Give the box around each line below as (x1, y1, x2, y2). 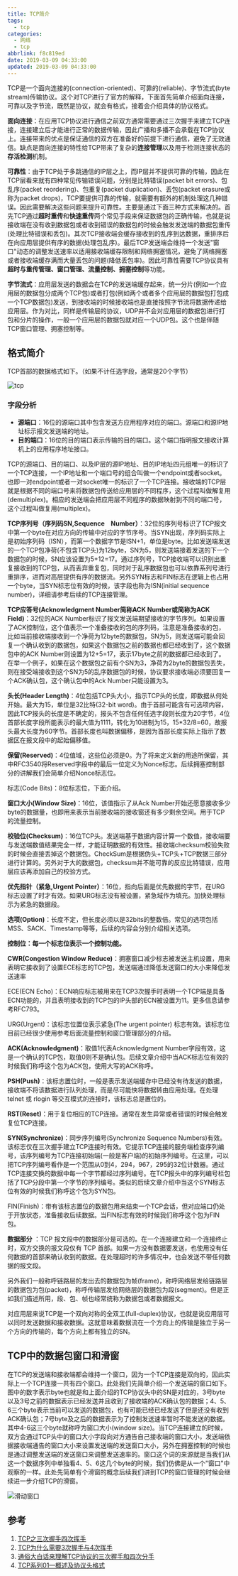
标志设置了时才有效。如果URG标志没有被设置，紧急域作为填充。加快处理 (7, 891, 220, 899)
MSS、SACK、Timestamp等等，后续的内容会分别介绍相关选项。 (7, 924, 195, 933)
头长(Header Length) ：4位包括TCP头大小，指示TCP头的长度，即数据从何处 (7, 691, 229, 700)
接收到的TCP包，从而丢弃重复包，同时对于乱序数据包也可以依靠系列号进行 (13, 563, 231, 572)
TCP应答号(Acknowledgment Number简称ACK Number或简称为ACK (7, 605, 210, 614)
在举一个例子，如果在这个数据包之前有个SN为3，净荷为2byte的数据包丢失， (7, 658, 229, 667)
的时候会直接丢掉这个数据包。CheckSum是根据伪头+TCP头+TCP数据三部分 (7, 849, 227, 858)
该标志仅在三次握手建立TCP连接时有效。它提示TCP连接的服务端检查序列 (7, 1142, 218, 1151)
